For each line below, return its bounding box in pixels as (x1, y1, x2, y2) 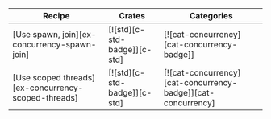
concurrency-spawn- (12, 39, 97, 50)
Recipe (43, 10, 70, 21)
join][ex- (61, 29, 97, 39)
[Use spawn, (12, 29, 60, 39)
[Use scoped (12, 72, 62, 83)
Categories (189, 10, 233, 21)
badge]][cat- (164, 88, 215, 98)
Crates (119, 10, 145, 21)
